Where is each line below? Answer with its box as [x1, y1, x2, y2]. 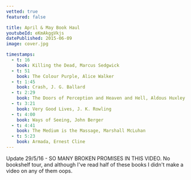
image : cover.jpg [6, 41, 49, 47]
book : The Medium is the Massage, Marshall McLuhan [16, 128, 146, 134]
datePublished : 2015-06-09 [6, 36, 72, 42]
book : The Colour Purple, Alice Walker [16, 73, 115, 79]
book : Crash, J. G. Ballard [16, 84, 85, 90]
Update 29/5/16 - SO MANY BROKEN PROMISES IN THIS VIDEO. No [6, 155, 170, 162]
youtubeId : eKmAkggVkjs [6, 30, 65, 36]
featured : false [6, 14, 46, 20]
